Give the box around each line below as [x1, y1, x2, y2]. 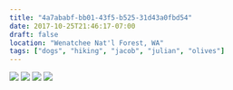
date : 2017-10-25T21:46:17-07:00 [9, 22, 136, 31]
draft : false [9, 30, 59, 39]
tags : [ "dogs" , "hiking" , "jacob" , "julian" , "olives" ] [9, 47, 225, 56]
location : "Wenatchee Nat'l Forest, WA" [9, 38, 165, 48]
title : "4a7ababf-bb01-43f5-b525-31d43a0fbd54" [9, 13, 193, 22]
